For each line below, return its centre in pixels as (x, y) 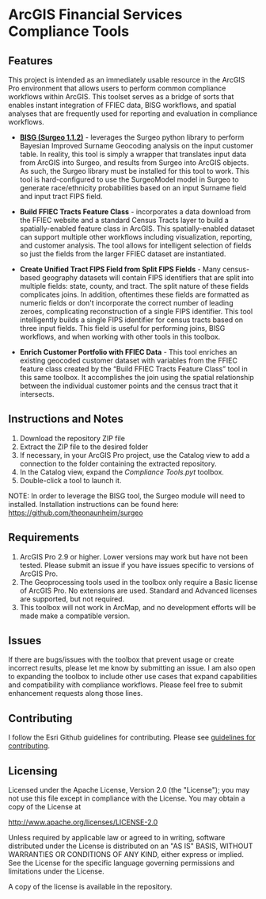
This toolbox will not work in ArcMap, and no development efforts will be (138, 607)
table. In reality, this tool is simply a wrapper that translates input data (133, 154)
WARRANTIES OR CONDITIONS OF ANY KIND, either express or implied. (126, 855)
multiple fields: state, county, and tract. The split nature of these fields (134, 286)
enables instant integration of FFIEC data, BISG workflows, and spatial (122, 105)
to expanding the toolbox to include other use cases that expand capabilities (133, 677)
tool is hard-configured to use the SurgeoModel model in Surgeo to (129, 179)
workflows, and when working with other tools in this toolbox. (120, 336)
